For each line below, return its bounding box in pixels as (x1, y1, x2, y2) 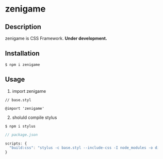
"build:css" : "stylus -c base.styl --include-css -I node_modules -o (9, 145, 153, 150)
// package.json (5, 132, 38, 137)
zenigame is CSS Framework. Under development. (5, 35, 108, 41)
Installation (5, 49, 40, 58)
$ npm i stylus (5, 124, 36, 129)
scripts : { (5, 141, 27, 146)
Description (5, 23, 41, 31)
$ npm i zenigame (5, 62, 40, 67)
